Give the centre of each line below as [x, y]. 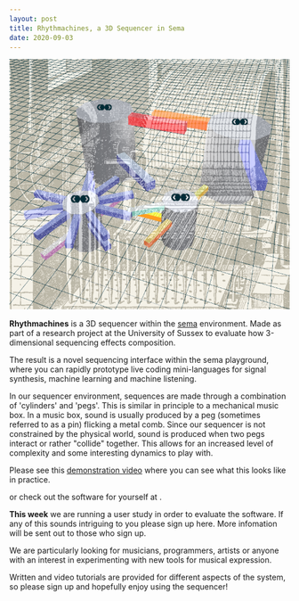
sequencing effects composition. [116, 342]
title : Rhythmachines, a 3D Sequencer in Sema [97, 28]
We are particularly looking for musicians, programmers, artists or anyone [144, 550]
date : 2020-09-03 [41, 37]
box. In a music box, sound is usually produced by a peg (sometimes [135, 415]
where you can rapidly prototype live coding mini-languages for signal [138, 369]
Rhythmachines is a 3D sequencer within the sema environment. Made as [145, 323]
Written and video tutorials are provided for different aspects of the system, [148, 577]
